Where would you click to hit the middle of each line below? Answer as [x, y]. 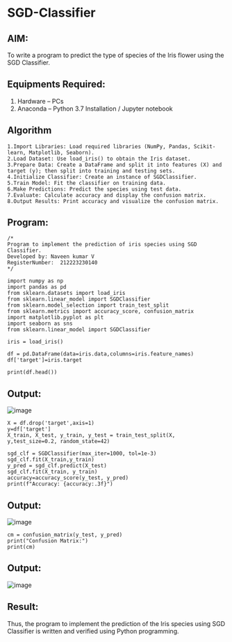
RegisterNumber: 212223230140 [52, 263]
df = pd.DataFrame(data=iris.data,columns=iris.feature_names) [101, 354]
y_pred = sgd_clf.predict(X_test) [57, 466]
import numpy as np [35, 281]
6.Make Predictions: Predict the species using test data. [94, 189]
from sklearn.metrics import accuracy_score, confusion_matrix [101, 312]
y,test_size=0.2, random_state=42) [59, 442]
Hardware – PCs [40, 101]
